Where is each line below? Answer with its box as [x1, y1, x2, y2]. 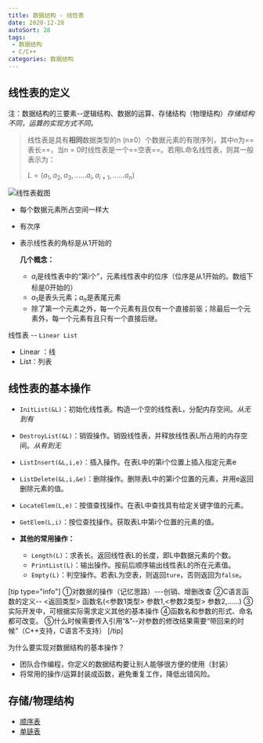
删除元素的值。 [19, 483, 68, 493]
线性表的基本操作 [8, 382, 91, 395]
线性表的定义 [8, 86, 70, 100]
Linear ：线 [19, 347, 56, 357]
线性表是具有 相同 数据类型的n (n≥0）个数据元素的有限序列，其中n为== [27, 135, 254, 144]
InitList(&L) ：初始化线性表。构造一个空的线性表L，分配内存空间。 [19, 404, 237, 413]
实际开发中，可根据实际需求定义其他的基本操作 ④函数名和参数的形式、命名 [8, 606, 253, 616]
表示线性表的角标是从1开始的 [19, 239, 112, 248]
